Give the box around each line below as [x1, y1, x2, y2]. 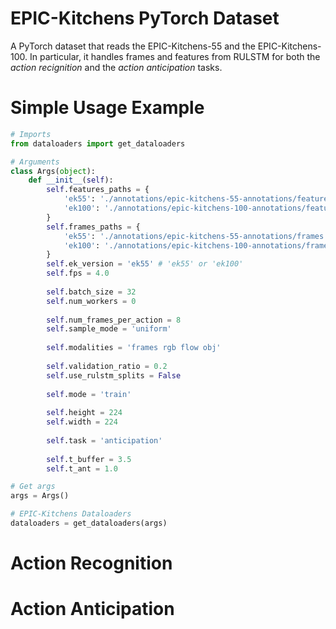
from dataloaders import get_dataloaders [10, 138, 186, 149]
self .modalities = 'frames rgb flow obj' [46, 343, 222, 353]
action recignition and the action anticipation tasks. [10, 61, 223, 73]
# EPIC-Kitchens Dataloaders [10, 509, 132, 519]
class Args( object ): [10, 166, 97, 176]
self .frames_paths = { [46, 222, 141, 232]
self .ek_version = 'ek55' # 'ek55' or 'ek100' [46, 259, 244, 269]
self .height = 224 [46, 408, 123, 418]
